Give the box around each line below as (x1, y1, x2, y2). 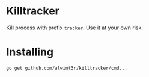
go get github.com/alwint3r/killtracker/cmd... (6, 65, 128, 71)
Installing (6, 45, 54, 59)
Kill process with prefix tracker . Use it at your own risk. (6, 24, 143, 31)
